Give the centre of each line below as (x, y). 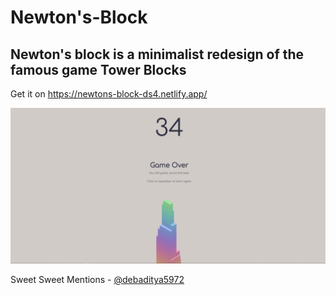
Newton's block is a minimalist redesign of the (157, 54)
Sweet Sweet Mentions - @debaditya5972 (97, 280)
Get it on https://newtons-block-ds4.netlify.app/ (109, 94)
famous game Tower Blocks (98, 69)
